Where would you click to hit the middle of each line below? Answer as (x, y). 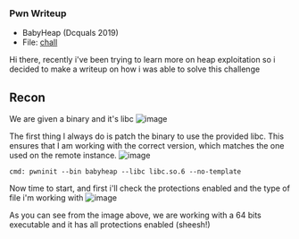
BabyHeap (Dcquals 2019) (70, 33)
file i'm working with (46, 198)
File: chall (40, 42)
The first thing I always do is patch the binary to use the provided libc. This (146, 136)
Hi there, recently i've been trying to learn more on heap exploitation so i (142, 60)
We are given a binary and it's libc (71, 119)
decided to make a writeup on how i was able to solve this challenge (135, 69)
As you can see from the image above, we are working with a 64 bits (135, 215)
